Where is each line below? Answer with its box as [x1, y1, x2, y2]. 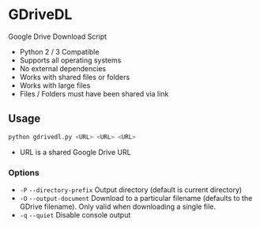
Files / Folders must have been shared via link [19, 89, 169, 98]
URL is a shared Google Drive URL [19, 147, 132, 157]
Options [8, 167, 40, 178]
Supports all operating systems [19, 55, 122, 65]
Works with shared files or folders [19, 72, 130, 81]
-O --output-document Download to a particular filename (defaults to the [19, 193, 253, 202]
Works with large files [19, 81, 91, 90]
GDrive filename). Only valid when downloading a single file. [19, 202, 216, 211]
